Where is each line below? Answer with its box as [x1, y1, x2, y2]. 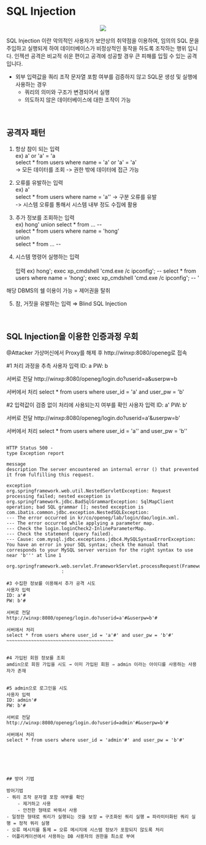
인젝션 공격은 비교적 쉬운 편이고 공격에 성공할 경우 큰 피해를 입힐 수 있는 [14, 52, 186, 60]
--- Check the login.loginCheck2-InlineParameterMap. [6, 525, 147, 532]
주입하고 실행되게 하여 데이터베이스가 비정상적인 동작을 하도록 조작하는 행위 [6, 44, 187, 52]
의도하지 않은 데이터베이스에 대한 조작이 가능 [24, 96, 131, 103]
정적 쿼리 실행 [18, 820, 50, 827]
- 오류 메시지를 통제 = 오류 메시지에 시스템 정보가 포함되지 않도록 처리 [6, 827, 164, 833]
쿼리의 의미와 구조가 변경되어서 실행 [24, 88, 110, 96]
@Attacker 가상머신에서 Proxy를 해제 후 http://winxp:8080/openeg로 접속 [6, 349, 188, 356]
